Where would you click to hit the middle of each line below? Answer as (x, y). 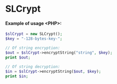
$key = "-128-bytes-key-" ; (34, 39)
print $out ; (18, 57)
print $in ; (17, 76)
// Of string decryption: (33, 67)
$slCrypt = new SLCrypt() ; (34, 34)
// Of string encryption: (33, 48)
